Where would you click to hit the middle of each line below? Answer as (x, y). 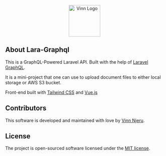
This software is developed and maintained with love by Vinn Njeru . (75, 120)
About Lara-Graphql (37, 50)
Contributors (26, 108)
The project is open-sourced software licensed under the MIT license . (78, 148)
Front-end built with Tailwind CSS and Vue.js (52, 92)
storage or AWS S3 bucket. (33, 82)
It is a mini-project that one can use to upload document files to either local (83, 77)
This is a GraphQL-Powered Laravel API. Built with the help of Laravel (77, 62)
